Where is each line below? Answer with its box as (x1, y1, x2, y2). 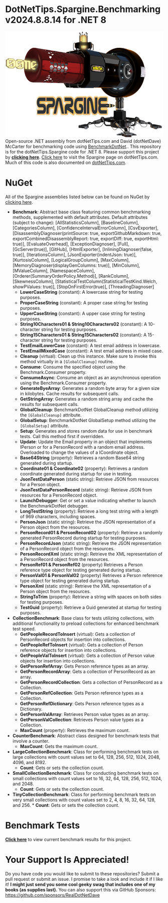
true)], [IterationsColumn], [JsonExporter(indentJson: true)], (12, 252, 137, 258)
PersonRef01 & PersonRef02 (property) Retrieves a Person (20, 562, 143, 567)
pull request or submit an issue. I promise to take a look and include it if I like (5, 876, 163, 882)
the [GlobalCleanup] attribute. (20, 412, 82, 418)
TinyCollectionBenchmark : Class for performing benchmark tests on (12, 791, 156, 797)
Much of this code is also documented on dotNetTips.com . (5, 159, 127, 166)
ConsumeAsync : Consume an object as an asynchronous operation (20, 375, 161, 380)
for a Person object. (20, 481, 61, 487)
